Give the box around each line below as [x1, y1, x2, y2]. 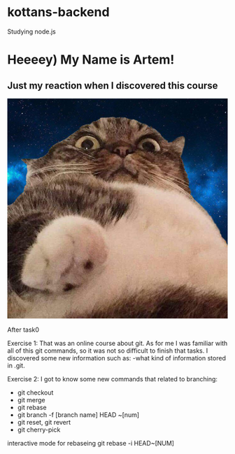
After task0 [7, 325, 40, 334]
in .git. [7, 361, 26, 369]
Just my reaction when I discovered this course [7, 80, 218, 91]
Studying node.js [7, 27, 56, 36]
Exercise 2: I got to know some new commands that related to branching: [7, 374, 218, 383]
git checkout [17, 388, 54, 397]
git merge [17, 395, 45, 404]
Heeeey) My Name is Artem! [7, 52, 175, 68]
